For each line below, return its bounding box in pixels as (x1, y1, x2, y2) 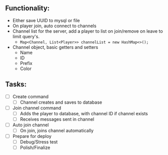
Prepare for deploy (12, 133, 52, 139)
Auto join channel (12, 122, 49, 128)
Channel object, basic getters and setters (12, 44, 99, 50)
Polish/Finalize (20, 144, 50, 150)
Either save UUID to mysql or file (12, 17, 80, 23)
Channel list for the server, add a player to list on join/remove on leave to (12, 28, 163, 34)
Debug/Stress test (20, 139, 58, 145)
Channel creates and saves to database (20, 99, 102, 105)
